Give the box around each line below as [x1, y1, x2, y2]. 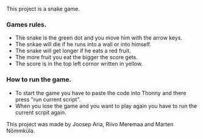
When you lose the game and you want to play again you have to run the [15, 102, 197, 109]
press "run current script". [15, 96, 81, 103]
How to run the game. [6, 76, 72, 84]
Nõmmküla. [6, 127, 35, 134]
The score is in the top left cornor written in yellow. [15, 60, 143, 68]
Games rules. [6, 20, 47, 29]
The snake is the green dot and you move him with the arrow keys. [15, 34, 183, 41]
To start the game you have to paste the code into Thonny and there [15, 89, 187, 96]
